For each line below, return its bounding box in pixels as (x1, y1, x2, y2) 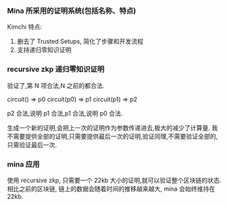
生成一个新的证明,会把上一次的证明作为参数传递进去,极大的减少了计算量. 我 (7, 123, 218, 132)
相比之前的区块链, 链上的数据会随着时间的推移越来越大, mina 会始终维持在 (7, 184, 216, 192)
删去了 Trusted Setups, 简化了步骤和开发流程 (16, 38, 144, 46)
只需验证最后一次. (7, 141, 58, 149)
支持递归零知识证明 (16, 46, 72, 54)
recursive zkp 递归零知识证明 (7, 65, 105, 74)
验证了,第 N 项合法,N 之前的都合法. (7, 81, 105, 89)
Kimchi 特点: (7, 23, 42, 31)
